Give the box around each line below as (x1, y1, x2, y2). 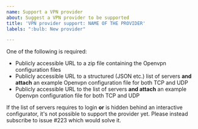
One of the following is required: (6, 48, 87, 55)
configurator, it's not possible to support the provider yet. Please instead (6, 110, 188, 117)
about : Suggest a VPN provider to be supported (6, 15, 130, 21)
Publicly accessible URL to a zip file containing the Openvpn (15, 60, 166, 67)
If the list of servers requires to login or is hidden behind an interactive (6, 104, 183, 111)
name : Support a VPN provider (6, 9, 83, 15)
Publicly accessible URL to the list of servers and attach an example (15, 86, 187, 93)
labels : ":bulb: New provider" (6, 26, 86, 32)
